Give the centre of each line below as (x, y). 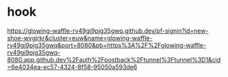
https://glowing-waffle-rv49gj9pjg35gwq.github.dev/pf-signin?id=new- (108, 31)
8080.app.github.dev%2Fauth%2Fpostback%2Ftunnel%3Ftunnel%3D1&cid (114, 59)
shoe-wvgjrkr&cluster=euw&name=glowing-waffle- (80, 37)
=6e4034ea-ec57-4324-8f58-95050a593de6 (72, 67)
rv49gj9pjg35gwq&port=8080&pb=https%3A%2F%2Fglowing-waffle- (107, 45)
